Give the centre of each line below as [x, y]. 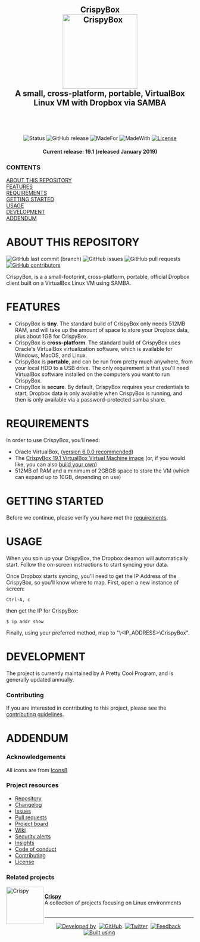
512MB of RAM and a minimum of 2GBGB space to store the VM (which [102, 471]
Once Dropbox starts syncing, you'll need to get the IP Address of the [91, 576]
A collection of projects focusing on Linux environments [113, 903]
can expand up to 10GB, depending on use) [68, 477]
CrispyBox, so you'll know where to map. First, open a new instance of [93, 582]
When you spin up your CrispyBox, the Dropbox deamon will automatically [97, 558]
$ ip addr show [25, 621]
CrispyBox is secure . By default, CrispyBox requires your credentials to [102, 387]
